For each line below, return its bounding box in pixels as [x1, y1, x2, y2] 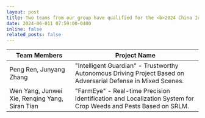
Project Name [115, 51, 156, 60]
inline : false [6, 26, 43, 32]
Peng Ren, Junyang [9, 65, 65, 74]
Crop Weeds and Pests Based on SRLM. [75, 102, 189, 111]
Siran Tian [9, 102, 38, 111]
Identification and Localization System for [75, 94, 194, 103]
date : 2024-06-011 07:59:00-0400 [6, 20, 92, 26]
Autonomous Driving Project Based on [75, 69, 184, 78]
